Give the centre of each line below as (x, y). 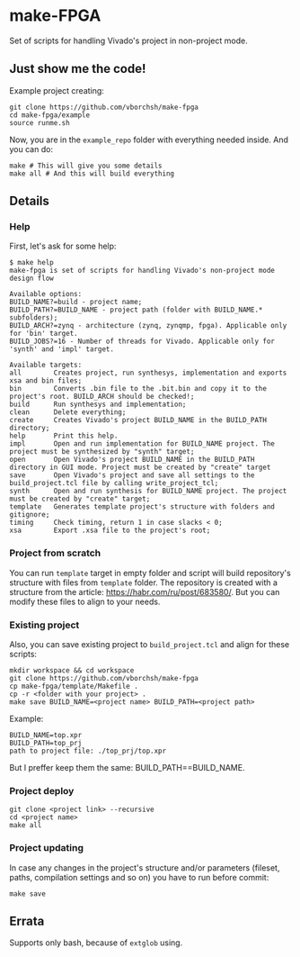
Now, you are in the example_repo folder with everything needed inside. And (149, 140)
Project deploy (42, 790)
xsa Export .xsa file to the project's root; (110, 531)
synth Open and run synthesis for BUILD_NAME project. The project (148, 492)
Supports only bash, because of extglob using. (96, 943)
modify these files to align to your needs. (85, 601)
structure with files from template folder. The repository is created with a (144, 582)
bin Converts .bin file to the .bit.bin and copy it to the (138, 389)
